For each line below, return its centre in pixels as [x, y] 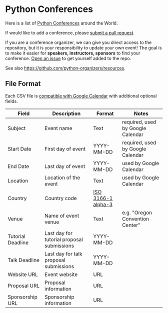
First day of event [65, 148]
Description [66, 113]
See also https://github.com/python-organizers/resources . [65, 68]
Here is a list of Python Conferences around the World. [61, 23]
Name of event [62, 215]
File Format [23, 84]
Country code [61, 198]
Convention [135, 218]
